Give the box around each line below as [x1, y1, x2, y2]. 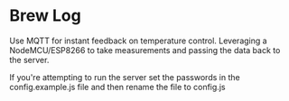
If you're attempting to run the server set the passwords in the [9, 71, 241, 82]
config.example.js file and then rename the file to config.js [9, 81, 226, 92]
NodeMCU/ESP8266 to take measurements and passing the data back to [9, 44, 281, 55]
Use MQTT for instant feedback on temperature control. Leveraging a [9, 35, 268, 46]
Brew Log [9, 5, 81, 26]
